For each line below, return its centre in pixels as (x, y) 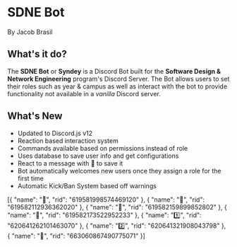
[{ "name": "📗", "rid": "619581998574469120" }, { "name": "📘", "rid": (106, 200)
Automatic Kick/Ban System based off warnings (87, 185)
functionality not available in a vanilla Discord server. (84, 93)
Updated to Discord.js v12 (55, 133)
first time (30, 178)
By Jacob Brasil (30, 32)
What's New (35, 116)
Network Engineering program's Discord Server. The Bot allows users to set (119, 79)
